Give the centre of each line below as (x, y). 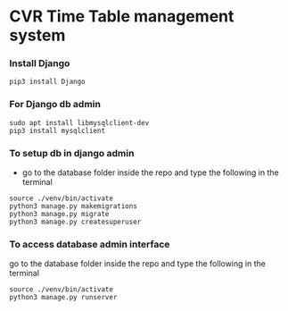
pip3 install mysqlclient (57, 130)
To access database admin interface (90, 244)
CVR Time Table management (122, 17)
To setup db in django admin (72, 153)
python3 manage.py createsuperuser (75, 222)
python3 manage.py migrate (59, 214)
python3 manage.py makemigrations (74, 206)
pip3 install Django (48, 82)
